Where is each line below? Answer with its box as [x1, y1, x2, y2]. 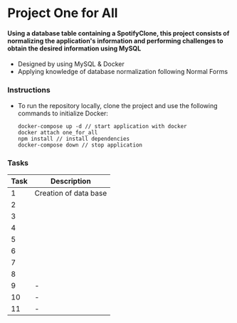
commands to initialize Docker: [17, 109, 109, 117]
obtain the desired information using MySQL [7, 44, 142, 53]
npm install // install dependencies [17, 135, 130, 142]
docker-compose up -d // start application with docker [17, 122, 187, 129]
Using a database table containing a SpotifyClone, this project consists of [7, 28, 230, 37]
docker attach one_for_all [17, 129, 98, 136]
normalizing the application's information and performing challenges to [7, 36, 223, 45]
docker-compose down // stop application [17, 141, 142, 149]
